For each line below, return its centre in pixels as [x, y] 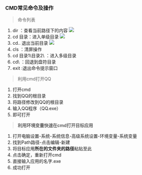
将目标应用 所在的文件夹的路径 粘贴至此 [52, 149]
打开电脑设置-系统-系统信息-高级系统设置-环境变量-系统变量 [75, 136]
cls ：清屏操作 [27, 49]
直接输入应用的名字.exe [37, 161]
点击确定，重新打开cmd [37, 155]
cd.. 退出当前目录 [30, 43]
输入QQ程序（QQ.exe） [37, 109]
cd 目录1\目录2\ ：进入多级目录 [44, 56]
